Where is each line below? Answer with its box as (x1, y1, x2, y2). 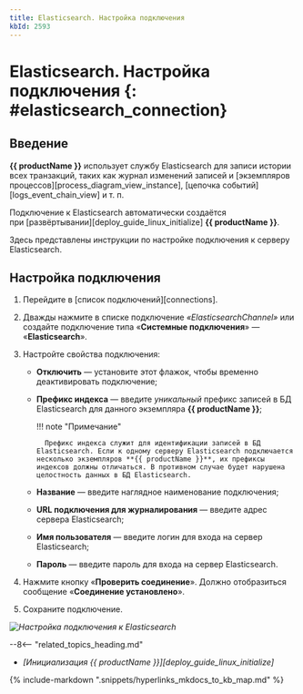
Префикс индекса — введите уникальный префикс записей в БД (35, 393, 292, 405)
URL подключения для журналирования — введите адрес (35, 505, 268, 515)
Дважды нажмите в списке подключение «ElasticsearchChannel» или (22, 311, 295, 323)
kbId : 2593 (9, 22, 51, 31)
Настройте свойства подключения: (22, 349, 161, 360)
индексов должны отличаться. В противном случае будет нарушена (35, 463, 286, 472)
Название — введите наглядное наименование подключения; (35, 486, 279, 497)
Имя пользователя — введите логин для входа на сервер (35, 532, 263, 543)
